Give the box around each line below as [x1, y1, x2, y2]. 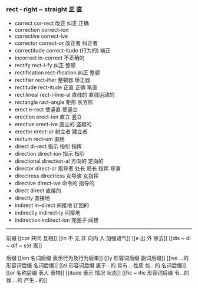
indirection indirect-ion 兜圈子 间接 [14, 216, 99, 224]
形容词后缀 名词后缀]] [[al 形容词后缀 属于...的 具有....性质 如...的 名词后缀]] [6, 262, 186, 269]
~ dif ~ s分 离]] [6, 242, 42, 249]
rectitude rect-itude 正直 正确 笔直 [14, 84, 98, 91]
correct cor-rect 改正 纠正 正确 [14, 19, 90, 27]
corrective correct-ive [14, 32, 68, 40]
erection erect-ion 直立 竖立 [14, 113, 82, 120]
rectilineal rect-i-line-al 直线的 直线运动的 [14, 91, 115, 98]
